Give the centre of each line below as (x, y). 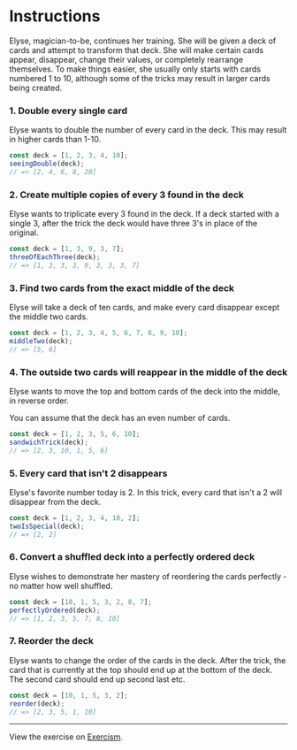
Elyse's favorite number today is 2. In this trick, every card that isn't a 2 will (146, 492)
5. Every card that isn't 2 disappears (88, 473)
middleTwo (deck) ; (41, 341)
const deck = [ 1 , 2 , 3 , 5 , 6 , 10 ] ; (75, 434)
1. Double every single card (69, 111)
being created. (36, 88)
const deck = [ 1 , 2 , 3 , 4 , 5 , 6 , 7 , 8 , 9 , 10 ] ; (99, 333)
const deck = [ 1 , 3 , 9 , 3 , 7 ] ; (67, 249)
